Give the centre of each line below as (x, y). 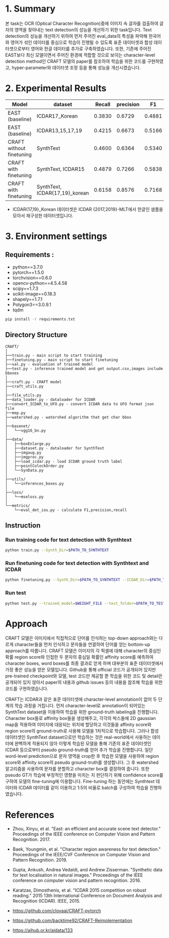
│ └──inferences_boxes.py (35, 483)
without (17, 148)
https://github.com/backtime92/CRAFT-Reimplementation (72, 921)
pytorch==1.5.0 (28, 272)
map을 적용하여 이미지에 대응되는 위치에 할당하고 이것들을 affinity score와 (78, 724)
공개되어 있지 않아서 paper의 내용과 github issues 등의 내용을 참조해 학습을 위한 (84, 683)
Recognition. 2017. (31, 840)
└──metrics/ (18, 505)
